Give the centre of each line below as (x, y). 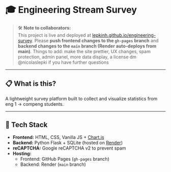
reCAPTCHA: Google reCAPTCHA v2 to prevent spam (69, 148)
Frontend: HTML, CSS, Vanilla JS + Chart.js (58, 137)
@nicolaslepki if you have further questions (63, 62)
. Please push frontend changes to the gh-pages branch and (95, 40)
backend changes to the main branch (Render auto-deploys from (87, 46)
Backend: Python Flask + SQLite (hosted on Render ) (68, 142)
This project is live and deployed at (54, 35)
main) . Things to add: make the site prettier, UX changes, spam (84, 51)
